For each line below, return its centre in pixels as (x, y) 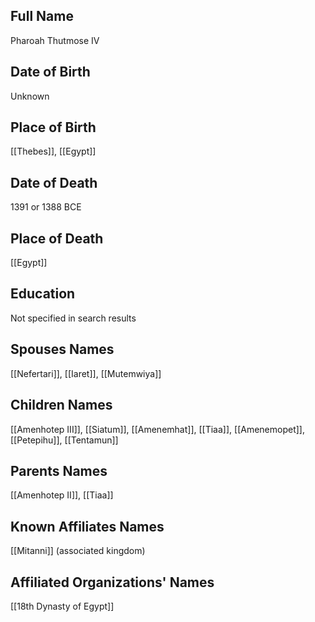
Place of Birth (53, 127)
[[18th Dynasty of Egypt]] (62, 606)
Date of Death (54, 182)
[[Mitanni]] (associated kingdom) (78, 551)
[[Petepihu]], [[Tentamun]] (64, 440)
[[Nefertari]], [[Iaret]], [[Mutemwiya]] (86, 373)
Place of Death (57, 238)
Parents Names (59, 470)
